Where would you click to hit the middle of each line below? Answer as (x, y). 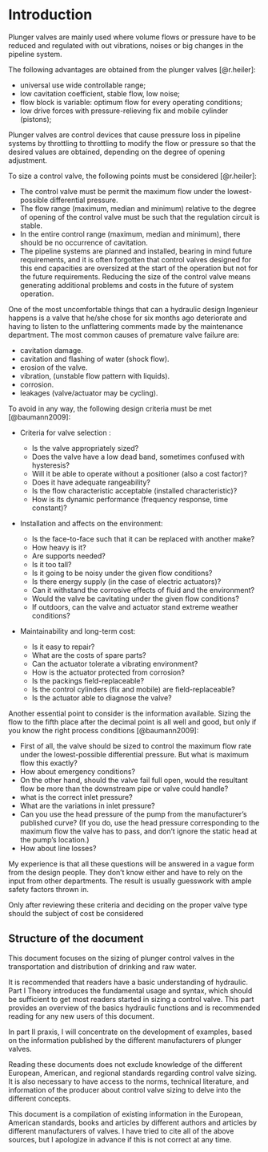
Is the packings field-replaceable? (88, 680)
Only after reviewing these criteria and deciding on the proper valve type (128, 905)
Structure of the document (76, 939)
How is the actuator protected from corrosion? (108, 672)
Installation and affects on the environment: (91, 523)
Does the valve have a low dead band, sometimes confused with (138, 456)
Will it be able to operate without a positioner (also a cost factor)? (140, 473)
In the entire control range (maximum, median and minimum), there (130, 233)
